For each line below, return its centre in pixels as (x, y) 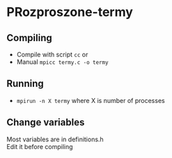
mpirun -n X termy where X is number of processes (91, 100)
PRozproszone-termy (70, 12)
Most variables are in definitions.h (55, 139)
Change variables (46, 123)
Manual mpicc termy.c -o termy (62, 62)
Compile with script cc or (52, 54)
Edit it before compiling (40, 146)
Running (25, 84)
